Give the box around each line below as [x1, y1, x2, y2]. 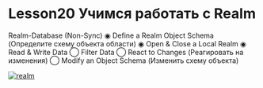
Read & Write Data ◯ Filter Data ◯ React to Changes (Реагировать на [8, 47, 244, 57]
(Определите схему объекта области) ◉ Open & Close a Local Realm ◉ [8, 38, 247, 48]
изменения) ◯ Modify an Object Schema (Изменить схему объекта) [8, 56, 239, 65]
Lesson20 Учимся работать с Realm [8, 5, 256, 23]
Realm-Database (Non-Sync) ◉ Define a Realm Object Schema [8, 31, 214, 40]
